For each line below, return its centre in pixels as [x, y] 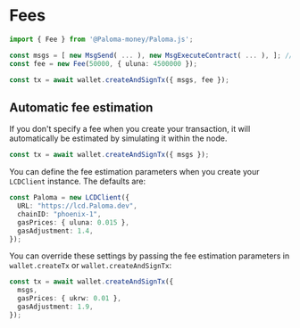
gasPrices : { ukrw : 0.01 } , [70, 299]
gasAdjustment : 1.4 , [55, 231]
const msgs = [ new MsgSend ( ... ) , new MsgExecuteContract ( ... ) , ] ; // [151, 55]
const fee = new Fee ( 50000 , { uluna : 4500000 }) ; [104, 63]
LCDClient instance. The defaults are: [78, 181]
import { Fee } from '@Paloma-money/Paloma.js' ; [101, 39]
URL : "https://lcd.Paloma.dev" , [78, 206]
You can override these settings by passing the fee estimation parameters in [150, 256]
